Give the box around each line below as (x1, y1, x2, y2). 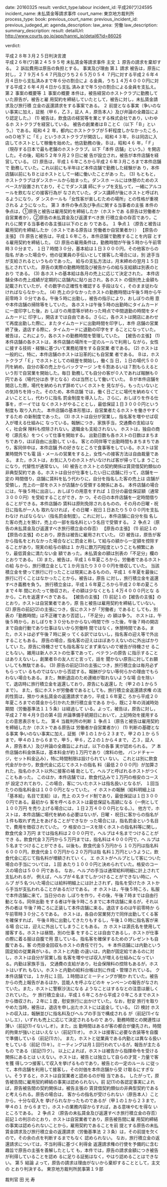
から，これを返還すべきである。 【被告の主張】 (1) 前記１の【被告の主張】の (5, 594, 162, 599)
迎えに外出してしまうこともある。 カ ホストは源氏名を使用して (32, 923, 161, 929)
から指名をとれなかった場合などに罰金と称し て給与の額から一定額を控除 (5, 538, 155, 544)
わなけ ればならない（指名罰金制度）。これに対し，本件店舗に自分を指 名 (5, 513, 154, 519)
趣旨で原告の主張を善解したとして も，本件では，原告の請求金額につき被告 (5, 1147, 159, 1153)
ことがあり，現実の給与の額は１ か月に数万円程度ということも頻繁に (9, 544, 150, 550)
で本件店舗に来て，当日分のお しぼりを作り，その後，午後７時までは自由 (5, 892, 154, 898)
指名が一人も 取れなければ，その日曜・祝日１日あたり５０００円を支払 (13, 507, 159, 512)
